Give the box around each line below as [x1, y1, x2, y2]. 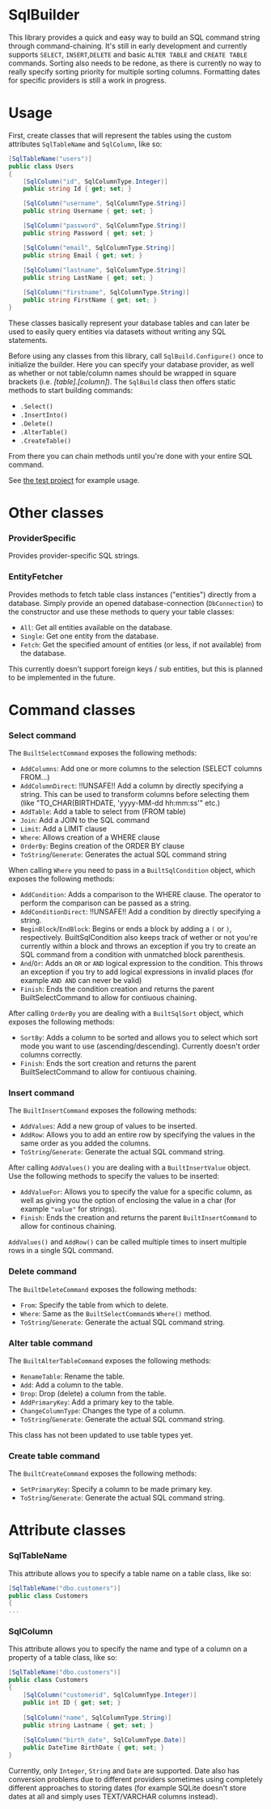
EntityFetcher [8, 571, 63, 583]
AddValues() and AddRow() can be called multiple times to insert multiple [8, 1237, 248, 1247]
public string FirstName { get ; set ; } [23, 296, 158, 304]
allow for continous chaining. [19, 1222, 117, 1231]
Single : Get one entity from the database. [19, 631, 159, 641]
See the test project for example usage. [8, 475, 140, 485]
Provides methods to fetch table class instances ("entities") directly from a [8, 589, 256, 599]
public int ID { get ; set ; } [23, 1698, 121, 1706]
